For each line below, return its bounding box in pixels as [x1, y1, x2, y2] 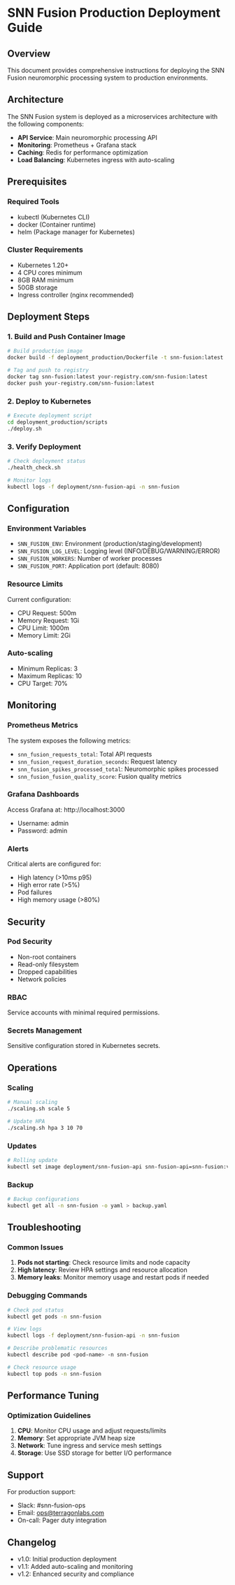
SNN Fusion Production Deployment [7, 5, 221, 21]
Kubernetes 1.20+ [17, 261, 69, 269]
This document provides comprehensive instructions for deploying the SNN [7, 66, 225, 74]
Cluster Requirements [7, 245, 84, 254]
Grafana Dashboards [7, 789, 79, 799]
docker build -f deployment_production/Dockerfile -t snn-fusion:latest [7, 354, 224, 361]
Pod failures [17, 888, 52, 896]
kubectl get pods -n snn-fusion [7, 1313, 101, 1320]
